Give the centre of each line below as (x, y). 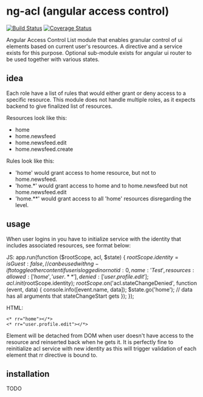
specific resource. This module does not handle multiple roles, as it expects (101, 99)
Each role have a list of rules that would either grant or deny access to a (96, 93)
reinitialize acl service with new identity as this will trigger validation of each (101, 348)
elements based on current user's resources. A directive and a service (94, 46)
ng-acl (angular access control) (88, 11)
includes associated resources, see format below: (69, 245)
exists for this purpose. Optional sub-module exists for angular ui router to (99, 52)
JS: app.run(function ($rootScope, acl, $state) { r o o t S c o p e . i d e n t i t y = (92, 257)
